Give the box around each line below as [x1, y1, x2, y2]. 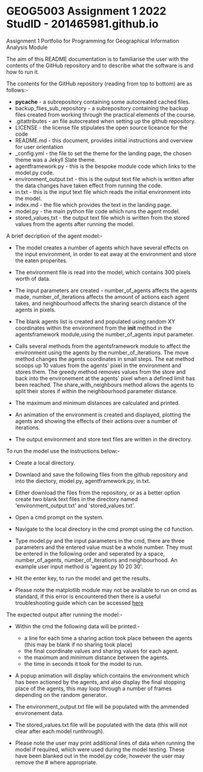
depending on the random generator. [15, 691, 108, 698]
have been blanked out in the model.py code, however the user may [15, 752, 185, 759]
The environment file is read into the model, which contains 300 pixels [15, 268, 191, 276]
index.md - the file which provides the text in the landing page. [15, 201, 171, 208]
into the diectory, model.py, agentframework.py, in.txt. [15, 477, 150, 484]
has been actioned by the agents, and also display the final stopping [15, 678, 186, 685]
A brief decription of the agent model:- [6, 232, 103, 239]
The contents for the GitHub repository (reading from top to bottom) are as [6, 80, 193, 87]
